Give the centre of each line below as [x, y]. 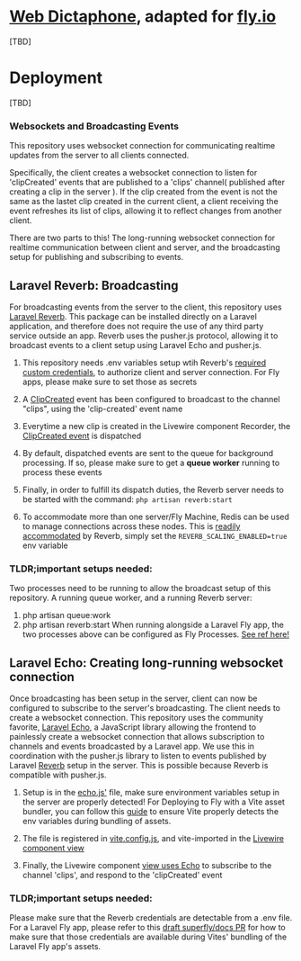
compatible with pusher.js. [58, 775]
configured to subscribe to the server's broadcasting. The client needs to [145, 708]
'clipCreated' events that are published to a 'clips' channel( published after [147, 183]
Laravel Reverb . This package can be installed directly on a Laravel [133, 316]
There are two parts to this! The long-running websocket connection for [142, 238]
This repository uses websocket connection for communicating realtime [142, 146]
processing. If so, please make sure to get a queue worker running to [151, 463]
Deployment [56, 78]
